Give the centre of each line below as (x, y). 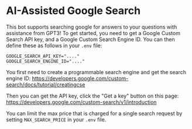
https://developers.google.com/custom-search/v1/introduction (81, 102)
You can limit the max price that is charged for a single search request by (94, 113)
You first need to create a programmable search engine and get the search (96, 72)
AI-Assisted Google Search (73, 11)
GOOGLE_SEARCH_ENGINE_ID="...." (45, 61)
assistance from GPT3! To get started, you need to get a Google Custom (93, 33)
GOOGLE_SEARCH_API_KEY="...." (43, 56)
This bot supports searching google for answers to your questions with (92, 27)
